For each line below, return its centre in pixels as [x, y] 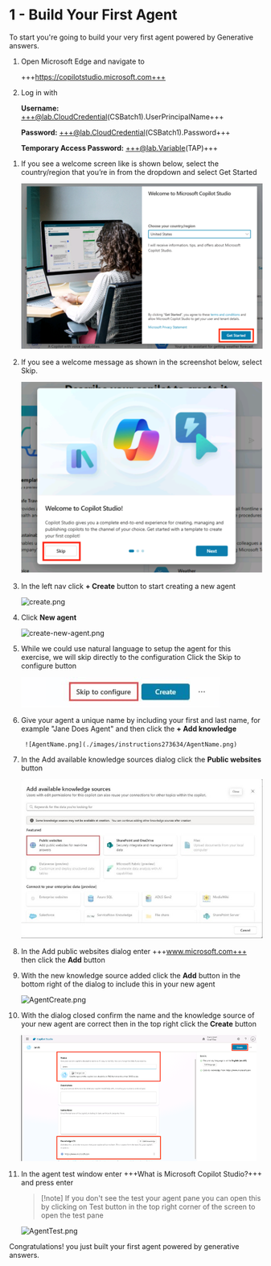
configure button [49, 666]
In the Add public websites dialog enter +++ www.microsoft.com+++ [134, 951]
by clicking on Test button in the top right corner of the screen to [148, 1206]
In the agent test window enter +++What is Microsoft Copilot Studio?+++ [141, 1173]
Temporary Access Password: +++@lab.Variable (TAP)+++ [119, 147]
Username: [40, 108]
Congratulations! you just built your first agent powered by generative [124, 1246]
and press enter [47, 1182]
